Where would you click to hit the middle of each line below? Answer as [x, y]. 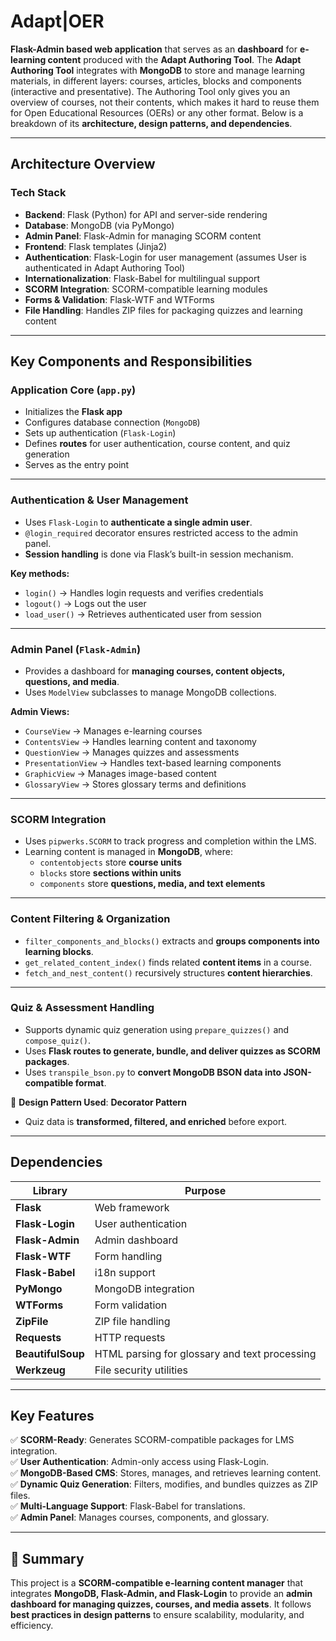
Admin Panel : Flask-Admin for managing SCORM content [143, 236]
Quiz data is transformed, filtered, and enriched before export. [156, 1121]
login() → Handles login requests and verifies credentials [144, 592]
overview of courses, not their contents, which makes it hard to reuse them [165, 102]
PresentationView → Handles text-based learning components [153, 762]
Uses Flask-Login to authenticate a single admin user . [138, 522]
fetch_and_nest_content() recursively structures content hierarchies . [168, 972]
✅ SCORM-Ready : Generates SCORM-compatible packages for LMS [152, 1440]
